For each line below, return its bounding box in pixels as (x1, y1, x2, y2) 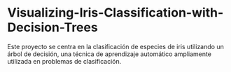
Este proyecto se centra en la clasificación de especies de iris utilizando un (7, 42, 224, 51)
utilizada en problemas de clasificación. (7, 57, 122, 65)
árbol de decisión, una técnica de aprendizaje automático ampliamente (7, 50, 212, 58)
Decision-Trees (7, 19, 98, 35)
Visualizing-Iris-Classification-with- (7, 5, 224, 21)
